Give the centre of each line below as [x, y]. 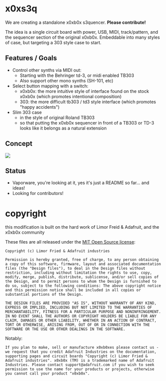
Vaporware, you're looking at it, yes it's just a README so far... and [81, 183]
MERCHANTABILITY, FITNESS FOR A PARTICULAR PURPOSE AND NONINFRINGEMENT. [83, 312]
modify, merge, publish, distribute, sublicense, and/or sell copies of [82, 277]
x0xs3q [21, 9]
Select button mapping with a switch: [50, 86]
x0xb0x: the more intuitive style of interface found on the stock [84, 91]
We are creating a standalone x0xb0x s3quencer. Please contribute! [76, 22]
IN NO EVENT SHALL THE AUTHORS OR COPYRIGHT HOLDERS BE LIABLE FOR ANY [81, 316]
